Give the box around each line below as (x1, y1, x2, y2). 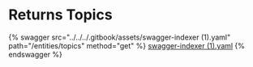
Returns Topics (8, 6, 113, 24)
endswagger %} (8, 49, 62, 59)
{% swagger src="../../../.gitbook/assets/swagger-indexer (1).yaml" (8, 32, 231, 42)
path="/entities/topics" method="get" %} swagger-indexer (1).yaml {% (8, 40, 246, 50)
